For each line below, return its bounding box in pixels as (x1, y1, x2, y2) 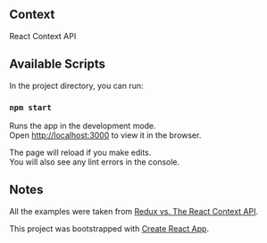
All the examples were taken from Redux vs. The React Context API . (9, 206, 259, 216)
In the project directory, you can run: (9, 80, 144, 91)
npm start (9, 102, 52, 112)
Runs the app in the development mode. (9, 120, 156, 131)
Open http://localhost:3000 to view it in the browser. (9, 129, 202, 141)
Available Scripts (9, 57, 105, 72)
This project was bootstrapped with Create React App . (9, 223, 210, 234)
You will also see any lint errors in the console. (9, 156, 180, 167)
